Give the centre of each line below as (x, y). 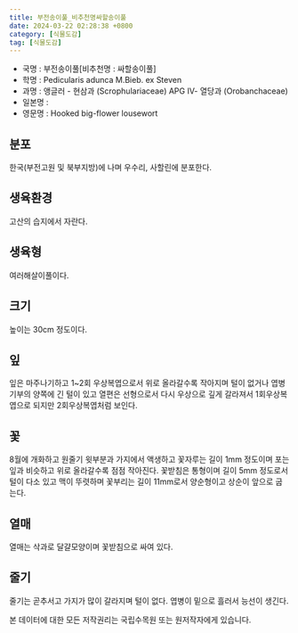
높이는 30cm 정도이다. (48, 329)
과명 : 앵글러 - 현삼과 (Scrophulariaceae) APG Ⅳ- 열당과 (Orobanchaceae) (155, 91)
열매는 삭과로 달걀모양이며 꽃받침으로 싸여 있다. (91, 547)
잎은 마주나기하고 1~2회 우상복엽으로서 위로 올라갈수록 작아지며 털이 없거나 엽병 (148, 383)
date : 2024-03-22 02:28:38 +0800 (71, 26)
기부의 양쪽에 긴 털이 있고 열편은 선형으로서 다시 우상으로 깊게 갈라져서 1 (134, 394)
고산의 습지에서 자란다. (48, 221)
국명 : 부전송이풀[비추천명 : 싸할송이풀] (89, 69)
